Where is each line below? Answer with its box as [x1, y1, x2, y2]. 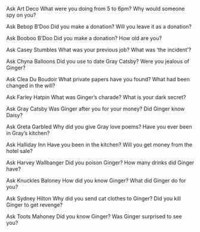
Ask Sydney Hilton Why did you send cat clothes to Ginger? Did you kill [6, 195, 181, 202]
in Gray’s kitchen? [6, 130, 50, 136]
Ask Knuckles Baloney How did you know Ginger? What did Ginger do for [6, 177, 186, 184]
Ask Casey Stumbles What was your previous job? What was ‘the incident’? [6, 46, 192, 53]
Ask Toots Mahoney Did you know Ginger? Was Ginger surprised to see [6, 213, 182, 220]
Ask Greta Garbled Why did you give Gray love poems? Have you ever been [6, 123, 192, 130]
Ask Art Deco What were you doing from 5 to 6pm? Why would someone [6, 5, 185, 12]
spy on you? [6, 11, 36, 19]
